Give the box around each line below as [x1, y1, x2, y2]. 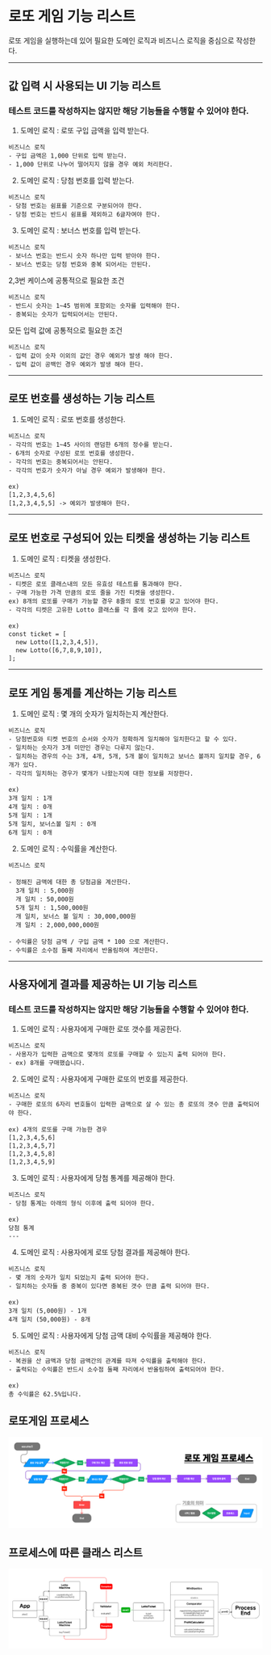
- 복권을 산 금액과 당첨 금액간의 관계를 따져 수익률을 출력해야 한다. [8, 1357, 207, 1365]
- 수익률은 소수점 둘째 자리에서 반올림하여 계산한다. [8, 946, 159, 954]
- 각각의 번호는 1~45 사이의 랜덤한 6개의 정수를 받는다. [8, 441, 173, 449]
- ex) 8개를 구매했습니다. [8, 1059, 85, 1067]
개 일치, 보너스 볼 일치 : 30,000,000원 [15, 912, 136, 921]
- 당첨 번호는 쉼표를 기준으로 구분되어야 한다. [8, 201, 143, 210]
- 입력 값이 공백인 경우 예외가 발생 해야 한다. [8, 360, 144, 368]
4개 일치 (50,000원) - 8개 [8, 1315, 91, 1324]
